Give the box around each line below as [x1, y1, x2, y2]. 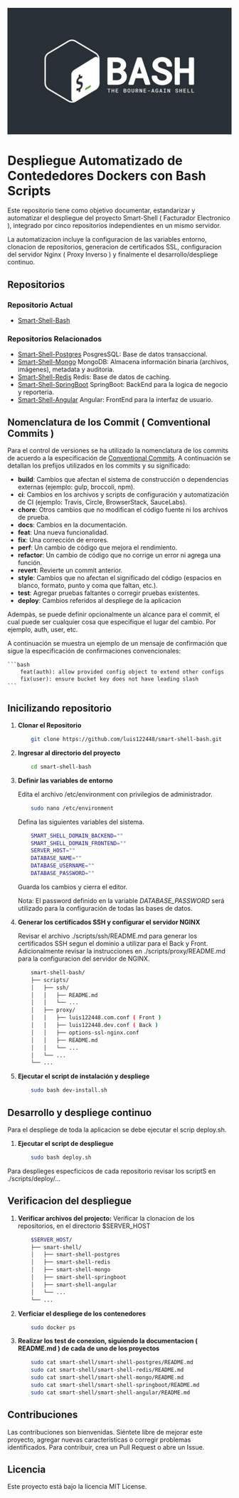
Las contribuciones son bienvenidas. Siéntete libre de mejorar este [7, 1427, 203, 1436]
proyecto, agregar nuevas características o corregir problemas [7, 1435, 191, 1444]
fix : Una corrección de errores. [17, 536, 109, 544]
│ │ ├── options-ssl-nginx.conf [31, 1029, 139, 1036]
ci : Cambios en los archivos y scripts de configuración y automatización [17, 490, 229, 499]
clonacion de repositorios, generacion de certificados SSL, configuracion [7, 243, 222, 252]
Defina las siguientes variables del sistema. [17, 817, 144, 826]
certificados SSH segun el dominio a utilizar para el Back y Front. [17, 939, 208, 948]
